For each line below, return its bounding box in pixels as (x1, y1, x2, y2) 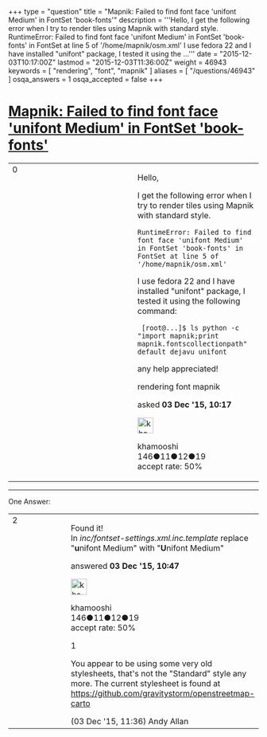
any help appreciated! (137, 363, 219, 374)
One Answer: (8, 496, 52, 506)
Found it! (70, 522, 103, 533)
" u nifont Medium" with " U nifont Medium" (70, 542, 225, 553)
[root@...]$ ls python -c (141, 323, 240, 332)
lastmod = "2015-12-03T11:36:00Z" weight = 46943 (57, 57, 227, 67)
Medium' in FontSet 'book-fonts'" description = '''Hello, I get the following (8, 15, 250, 25)
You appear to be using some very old (70, 657, 213, 668)
